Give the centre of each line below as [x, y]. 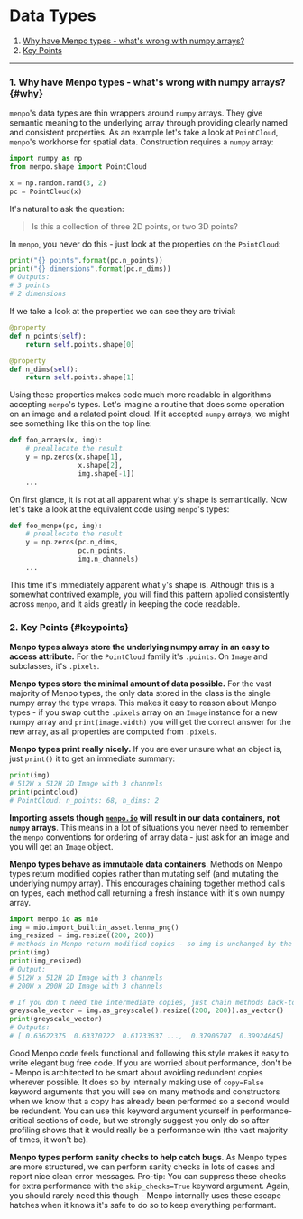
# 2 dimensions [38, 294]
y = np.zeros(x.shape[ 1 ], [74, 457]
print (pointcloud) [44, 792]
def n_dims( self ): [44, 369]
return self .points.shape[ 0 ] [80, 344]
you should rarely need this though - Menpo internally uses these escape [145, 1195]
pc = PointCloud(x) [46, 191]
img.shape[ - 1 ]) [106, 474]
